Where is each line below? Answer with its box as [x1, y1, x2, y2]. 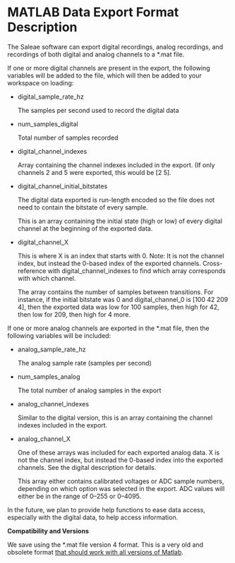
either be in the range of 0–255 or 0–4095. [17, 492, 142, 500]
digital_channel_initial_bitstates [17, 181, 108, 190]
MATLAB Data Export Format [7, 4, 179, 20]
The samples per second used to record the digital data [17, 106, 179, 114]
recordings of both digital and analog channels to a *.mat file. [7, 50, 185, 59]
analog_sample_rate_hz [17, 345, 86, 353]
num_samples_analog [17, 372, 80, 381]
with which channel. [17, 274, 76, 282]
